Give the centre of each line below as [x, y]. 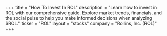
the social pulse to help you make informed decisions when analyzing [79, 18]
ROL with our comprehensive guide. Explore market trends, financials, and [84, 13]
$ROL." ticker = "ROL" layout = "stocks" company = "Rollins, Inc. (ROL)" [81, 23]
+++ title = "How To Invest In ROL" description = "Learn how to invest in [81, 7]
